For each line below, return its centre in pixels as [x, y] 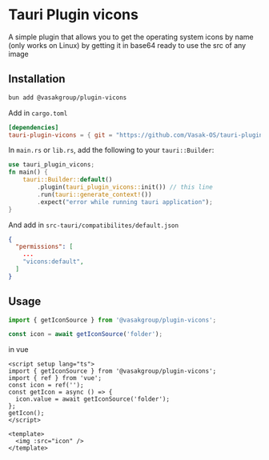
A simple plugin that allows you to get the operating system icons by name [131, 37]
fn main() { [28, 172]
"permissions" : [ [44, 247]
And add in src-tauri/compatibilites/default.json [93, 225]
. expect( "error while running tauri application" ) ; [125, 202]
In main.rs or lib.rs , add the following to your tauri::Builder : [111, 150]
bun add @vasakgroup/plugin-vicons [68, 98]
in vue [18, 350]
